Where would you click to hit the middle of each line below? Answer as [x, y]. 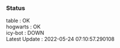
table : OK [18, 21]
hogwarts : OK [23, 27]
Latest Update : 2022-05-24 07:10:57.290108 [60, 39]
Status [16, 8]
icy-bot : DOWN [25, 33]
